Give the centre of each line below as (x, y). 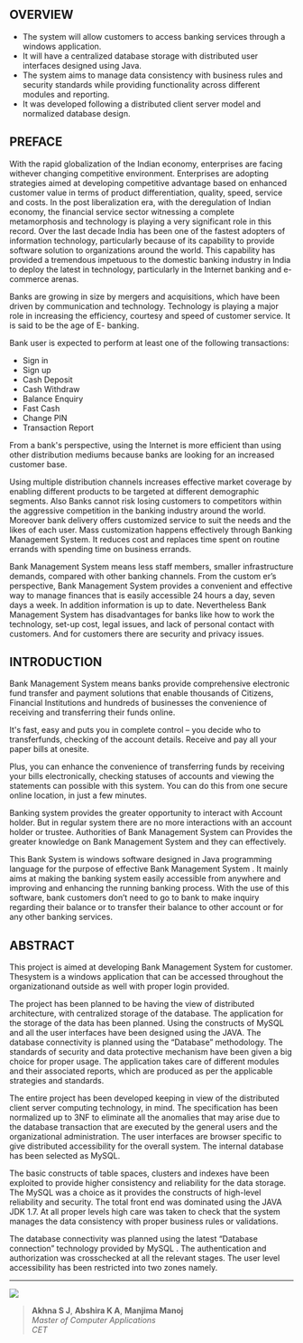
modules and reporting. (66, 94)
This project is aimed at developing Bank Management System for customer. (151, 967)
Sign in (35, 360)
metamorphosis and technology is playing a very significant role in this (141, 221)
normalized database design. (76, 113)
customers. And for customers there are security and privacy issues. (137, 634)
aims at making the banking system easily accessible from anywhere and (145, 878)
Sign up (37, 370)
